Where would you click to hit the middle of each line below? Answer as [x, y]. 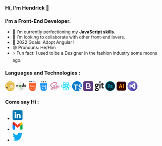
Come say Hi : [22, 102]
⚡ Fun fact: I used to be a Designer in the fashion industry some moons [85, 53]
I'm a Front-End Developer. [38, 21]
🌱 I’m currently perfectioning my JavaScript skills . [64, 32]
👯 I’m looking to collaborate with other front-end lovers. [69, 37]
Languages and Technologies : [43, 73]
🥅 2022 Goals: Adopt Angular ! [43, 42]
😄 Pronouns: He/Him [34, 48]
